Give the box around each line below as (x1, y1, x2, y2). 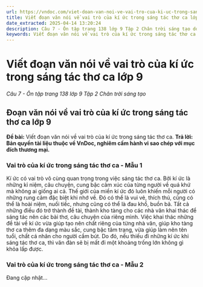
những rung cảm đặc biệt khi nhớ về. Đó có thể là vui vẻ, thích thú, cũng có (6, 194, 193, 201)
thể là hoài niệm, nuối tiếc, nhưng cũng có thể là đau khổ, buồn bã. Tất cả (6, 201, 189, 208)
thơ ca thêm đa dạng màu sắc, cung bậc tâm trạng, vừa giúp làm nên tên (6, 226, 187, 233)
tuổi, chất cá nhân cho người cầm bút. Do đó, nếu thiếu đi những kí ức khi (6, 233, 189, 240)
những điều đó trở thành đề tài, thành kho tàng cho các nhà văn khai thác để (6, 207, 197, 214)
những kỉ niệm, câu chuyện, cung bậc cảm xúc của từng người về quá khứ (6, 181, 191, 189)
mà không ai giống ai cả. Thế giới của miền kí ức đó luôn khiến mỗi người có (6, 188, 195, 195)
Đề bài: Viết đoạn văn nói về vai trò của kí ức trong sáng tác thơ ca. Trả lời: (6, 133, 193, 140)
